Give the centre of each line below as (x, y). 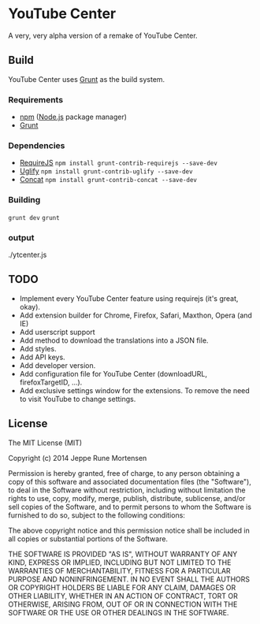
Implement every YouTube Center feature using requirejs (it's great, (129, 298)
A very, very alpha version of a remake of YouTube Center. (103, 35)
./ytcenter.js (28, 254)
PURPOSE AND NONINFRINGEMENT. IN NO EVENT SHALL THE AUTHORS (129, 579)
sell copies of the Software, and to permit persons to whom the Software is (130, 507)
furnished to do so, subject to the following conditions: (97, 515)
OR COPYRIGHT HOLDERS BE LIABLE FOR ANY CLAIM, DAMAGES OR (122, 587)
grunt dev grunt (34, 217)
